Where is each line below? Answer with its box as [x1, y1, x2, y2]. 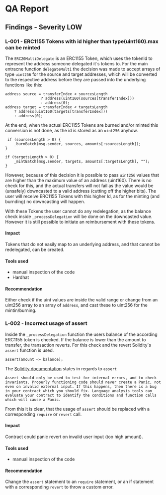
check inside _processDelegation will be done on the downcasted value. [5, 213, 153, 220]
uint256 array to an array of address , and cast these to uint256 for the [5, 302, 148, 308]
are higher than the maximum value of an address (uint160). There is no [5, 177, 152, 183]
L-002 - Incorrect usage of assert [5, 320, 88, 327]
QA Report [5, 3, 49, 14]
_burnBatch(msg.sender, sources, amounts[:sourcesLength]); [14, 141, 141, 146]
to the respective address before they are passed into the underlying [5, 76, 146, 82]
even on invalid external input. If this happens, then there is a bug [5, 384, 157, 389]
